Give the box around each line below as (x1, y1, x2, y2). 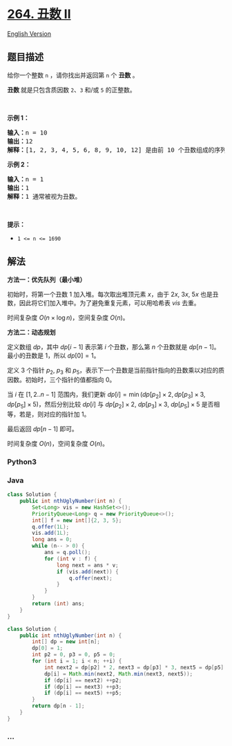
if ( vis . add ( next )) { (56, 568, 119, 575)
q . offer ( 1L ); (32, 523, 70, 530)
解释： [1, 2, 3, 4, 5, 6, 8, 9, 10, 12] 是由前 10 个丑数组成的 (7, 146, 215, 154)
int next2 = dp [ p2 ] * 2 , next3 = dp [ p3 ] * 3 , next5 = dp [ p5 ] (43, 664, 224, 671)
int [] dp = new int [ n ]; (32, 638, 100, 645)
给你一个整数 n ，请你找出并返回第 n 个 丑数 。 (7, 70, 139, 79)
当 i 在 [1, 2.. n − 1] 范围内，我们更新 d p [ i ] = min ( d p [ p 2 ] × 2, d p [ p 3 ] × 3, (7, 391, 206, 400)
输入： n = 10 (7, 128, 48, 137)
